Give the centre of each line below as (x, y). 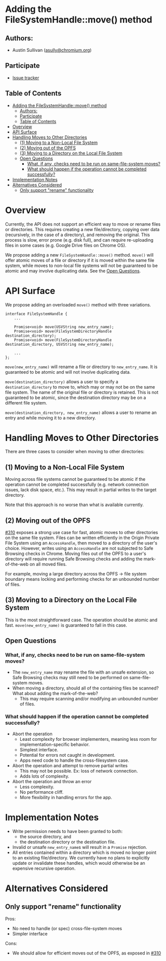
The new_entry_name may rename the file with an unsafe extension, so (83, 672)
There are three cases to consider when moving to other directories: (75, 451)
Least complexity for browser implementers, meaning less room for (88, 739)
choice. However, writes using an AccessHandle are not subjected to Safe (79, 549)
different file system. (26, 403)
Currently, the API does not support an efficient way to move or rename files (83, 224)
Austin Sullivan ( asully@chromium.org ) (52, 50)
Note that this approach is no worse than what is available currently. (74, 505)
